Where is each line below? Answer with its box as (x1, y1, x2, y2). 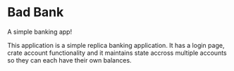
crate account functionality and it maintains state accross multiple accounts (7, 49, 227, 57)
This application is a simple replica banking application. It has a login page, (7, 41, 225, 49)
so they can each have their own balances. (7, 56, 132, 64)
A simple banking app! (7, 27, 73, 36)
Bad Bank (7, 4, 64, 20)
